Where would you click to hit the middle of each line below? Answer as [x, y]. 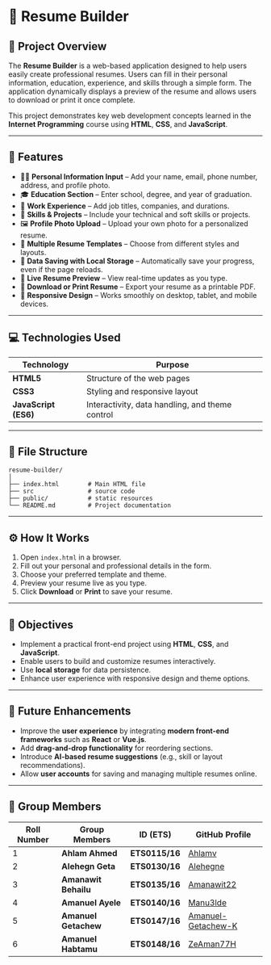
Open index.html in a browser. [71, 557]
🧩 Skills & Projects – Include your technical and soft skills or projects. [135, 214]
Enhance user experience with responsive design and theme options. [135, 678]
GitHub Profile [223, 834]
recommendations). [52, 765]
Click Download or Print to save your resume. [96, 592]
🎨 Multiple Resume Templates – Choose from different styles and [129, 243]
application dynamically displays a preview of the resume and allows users [132, 91]
